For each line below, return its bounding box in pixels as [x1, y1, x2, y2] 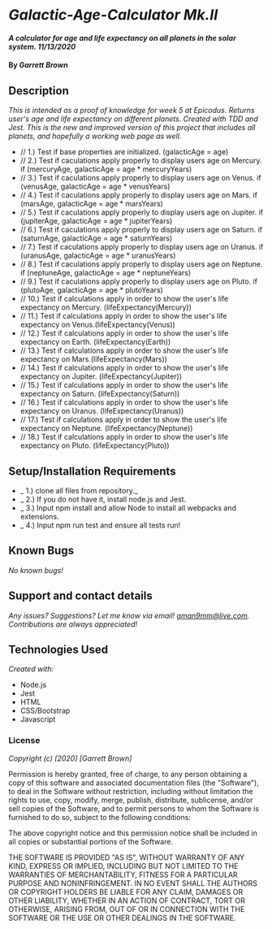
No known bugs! [8, 565, 63, 575]
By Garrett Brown [8, 60, 68, 70]
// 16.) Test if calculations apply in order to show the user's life [19, 397, 229, 407]
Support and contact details [8, 589, 153, 603]
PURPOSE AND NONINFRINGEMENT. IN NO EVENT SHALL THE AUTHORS [8, 878, 258, 888]
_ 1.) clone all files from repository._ [19, 486, 138, 495]
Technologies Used [8, 643, 108, 657]
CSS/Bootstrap [19, 705, 71, 716]
